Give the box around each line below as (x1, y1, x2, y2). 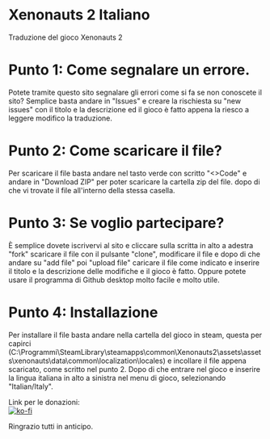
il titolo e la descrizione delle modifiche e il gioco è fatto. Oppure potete (8, 266, 247, 276)
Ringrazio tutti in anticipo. (8, 421, 94, 431)
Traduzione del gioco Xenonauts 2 (8, 32, 123, 42)
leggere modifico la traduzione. (8, 113, 113, 123)
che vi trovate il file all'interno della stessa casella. (8, 185, 175, 195)
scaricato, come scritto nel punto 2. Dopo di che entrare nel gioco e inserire (8, 364, 261, 374)
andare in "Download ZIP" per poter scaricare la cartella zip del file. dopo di (8, 176, 260, 187)
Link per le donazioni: (8, 397, 80, 407)
